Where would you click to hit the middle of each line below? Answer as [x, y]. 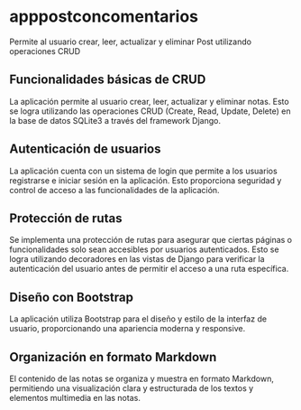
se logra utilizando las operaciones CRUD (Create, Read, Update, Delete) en [150, 111]
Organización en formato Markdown [113, 357]
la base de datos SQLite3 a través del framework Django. [115, 120]
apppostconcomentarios [104, 17]
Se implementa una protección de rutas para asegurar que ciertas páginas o [151, 240]
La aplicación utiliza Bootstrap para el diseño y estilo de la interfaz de [138, 319]
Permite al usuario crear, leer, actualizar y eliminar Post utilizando [131, 42]
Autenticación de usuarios [85, 149]
